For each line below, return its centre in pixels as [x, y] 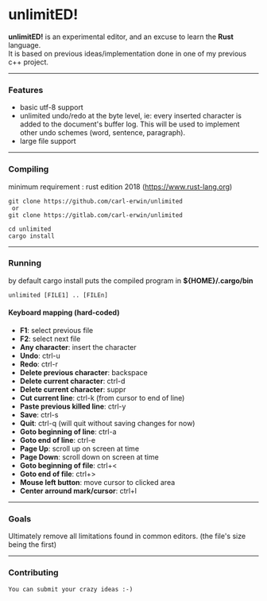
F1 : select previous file [56, 331]
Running [25, 263]
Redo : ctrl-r [39, 364]
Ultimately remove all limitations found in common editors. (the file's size [127, 536]
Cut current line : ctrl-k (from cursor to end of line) [102, 398]
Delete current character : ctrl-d [72, 381]
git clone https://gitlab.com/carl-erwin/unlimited [95, 215]
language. [25, 45]
